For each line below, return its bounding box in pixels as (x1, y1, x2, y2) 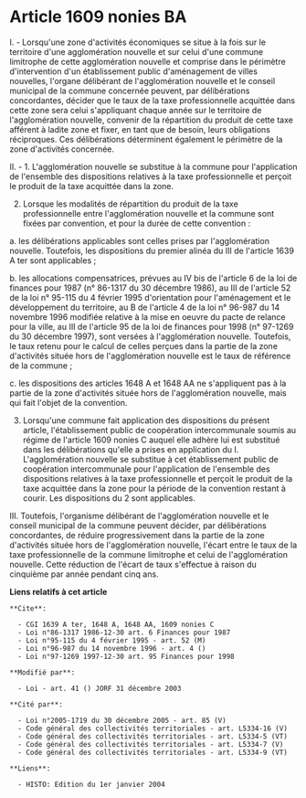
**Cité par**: (9, 699, 64, 709)
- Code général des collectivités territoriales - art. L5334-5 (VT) (17, 731, 288, 741)
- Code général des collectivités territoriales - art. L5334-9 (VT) (17, 748, 288, 757)
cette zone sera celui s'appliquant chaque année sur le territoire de (9, 104, 262, 115)
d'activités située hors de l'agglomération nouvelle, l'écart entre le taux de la (9, 539, 298, 550)
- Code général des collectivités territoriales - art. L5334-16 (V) (17, 724, 288, 733)
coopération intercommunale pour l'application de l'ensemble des (22, 463, 271, 474)
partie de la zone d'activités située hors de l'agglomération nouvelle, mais (9, 387, 287, 399)
